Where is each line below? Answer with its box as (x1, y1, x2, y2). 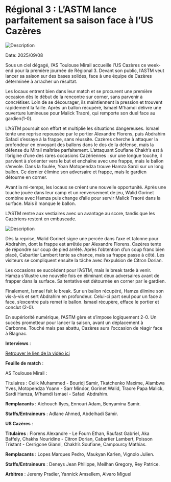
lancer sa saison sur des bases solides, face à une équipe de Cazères (5, 73, 152, 79)
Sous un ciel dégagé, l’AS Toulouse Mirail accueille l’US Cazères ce (5, 62, 146, 68)
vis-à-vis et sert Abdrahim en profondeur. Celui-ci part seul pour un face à (5, 293, 162, 300)
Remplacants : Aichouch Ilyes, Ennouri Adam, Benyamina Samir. (5, 400, 141, 407)
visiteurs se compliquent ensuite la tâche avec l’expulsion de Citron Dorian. (5, 257, 163, 263)
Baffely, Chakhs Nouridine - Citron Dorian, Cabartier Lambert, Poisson (5, 435, 153, 442)
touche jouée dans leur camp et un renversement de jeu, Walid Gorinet (5, 189, 154, 195)
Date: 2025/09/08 (5, 52, 43, 58)
